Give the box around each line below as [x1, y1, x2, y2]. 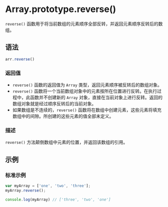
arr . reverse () [5, 57, 35, 62]
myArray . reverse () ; [5, 188, 46, 193]
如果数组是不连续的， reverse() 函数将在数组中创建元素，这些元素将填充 [12, 107, 162, 113]
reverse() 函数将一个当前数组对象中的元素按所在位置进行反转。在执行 [12, 88, 157, 94]
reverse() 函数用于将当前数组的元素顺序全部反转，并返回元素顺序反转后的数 [5, 21, 163, 27]
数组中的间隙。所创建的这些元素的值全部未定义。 [12, 113, 114, 119]
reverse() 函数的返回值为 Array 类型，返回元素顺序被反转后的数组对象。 [12, 82, 162, 88]
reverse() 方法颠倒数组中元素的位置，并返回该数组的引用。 [5, 139, 128, 145]
